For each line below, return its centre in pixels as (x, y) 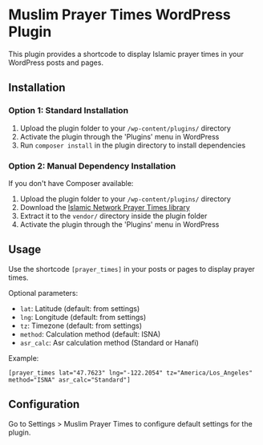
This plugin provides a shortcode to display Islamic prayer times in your (126, 54)
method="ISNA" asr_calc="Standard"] (69, 380)
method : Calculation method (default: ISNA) (90, 334)
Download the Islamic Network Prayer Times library (105, 207)
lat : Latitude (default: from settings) (80, 308)
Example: (24, 358)
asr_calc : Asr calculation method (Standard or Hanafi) (109, 342)
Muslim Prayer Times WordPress (119, 15)
